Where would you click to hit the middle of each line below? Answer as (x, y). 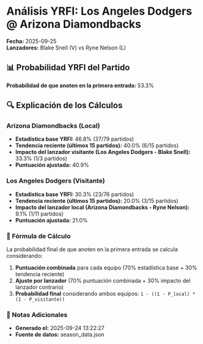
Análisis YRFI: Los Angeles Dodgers (99, 11)
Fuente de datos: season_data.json (60, 335)
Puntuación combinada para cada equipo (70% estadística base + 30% (106, 268)
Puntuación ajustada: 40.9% (52, 165)
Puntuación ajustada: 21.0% (51, 220)
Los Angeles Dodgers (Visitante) (56, 181)
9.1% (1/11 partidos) (39, 214)
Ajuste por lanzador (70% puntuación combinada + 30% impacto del (103, 281)
